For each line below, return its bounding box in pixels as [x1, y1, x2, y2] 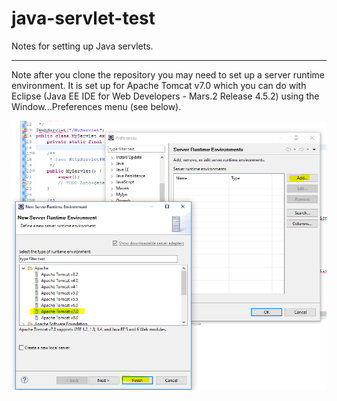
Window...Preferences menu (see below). [11, 100, 182, 112]
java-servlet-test [11, 7, 156, 30]
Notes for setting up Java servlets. [11, 40, 154, 52]
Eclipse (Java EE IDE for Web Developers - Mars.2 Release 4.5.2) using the [11, 90, 320, 102]
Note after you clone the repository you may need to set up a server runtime [11, 68, 325, 81]
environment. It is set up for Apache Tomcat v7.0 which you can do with [11, 79, 307, 91]
